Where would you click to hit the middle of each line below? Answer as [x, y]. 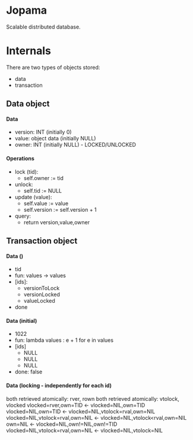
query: [23, 216]
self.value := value [46, 203]
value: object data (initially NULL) [55, 139]
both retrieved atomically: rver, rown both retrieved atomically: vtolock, [93, 398]
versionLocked [42, 294]
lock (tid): [26, 172]
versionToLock [42, 288]
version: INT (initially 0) [43, 132]
